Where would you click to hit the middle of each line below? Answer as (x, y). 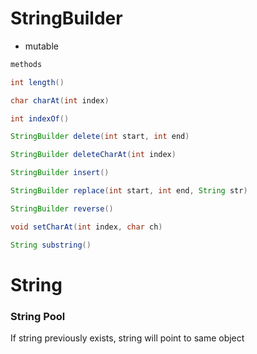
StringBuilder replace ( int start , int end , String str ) (129, 191)
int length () (37, 82)
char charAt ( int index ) (60, 100)
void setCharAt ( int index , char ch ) (86, 227)
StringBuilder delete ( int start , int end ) (100, 137)
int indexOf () (40, 118)
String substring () (51, 245)
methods (26, 64)
